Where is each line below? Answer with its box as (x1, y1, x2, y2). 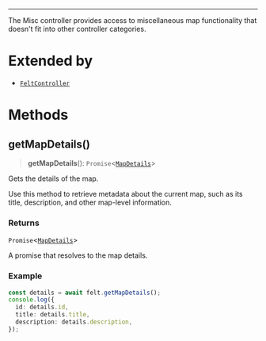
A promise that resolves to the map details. (8, 251, 148, 260)
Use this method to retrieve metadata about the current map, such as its (8, 189, 243, 198)
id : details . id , (15, 303, 69, 312)
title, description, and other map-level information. (8, 197, 173, 207)
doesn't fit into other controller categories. (8, 25, 146, 33)
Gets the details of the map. (8, 174, 99, 183)
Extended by (8, 52, 93, 70)
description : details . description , (15, 318, 133, 326)
